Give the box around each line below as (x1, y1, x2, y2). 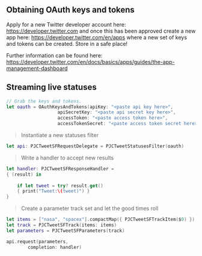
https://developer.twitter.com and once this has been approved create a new (6, 27, 196, 34)
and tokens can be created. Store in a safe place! (6, 40, 128, 47)
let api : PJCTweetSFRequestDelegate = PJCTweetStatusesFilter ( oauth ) (6, 143, 185, 149)
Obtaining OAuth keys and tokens (6, 5, 135, 15)
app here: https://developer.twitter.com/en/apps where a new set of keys (6, 33, 188, 41)
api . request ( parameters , (6, 238, 69, 245)
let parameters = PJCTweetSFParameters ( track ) (6, 228, 125, 234)
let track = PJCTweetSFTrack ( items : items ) (6, 222, 117, 228)
